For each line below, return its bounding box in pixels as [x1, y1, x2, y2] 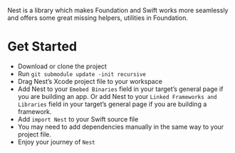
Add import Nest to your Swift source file [17, 115, 139, 123]
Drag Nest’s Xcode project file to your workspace [17, 77, 162, 85]
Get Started [7, 38, 77, 55]
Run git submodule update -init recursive [17, 69, 147, 78]
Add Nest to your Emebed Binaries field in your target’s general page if [17, 85, 224, 93]
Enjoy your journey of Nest [17, 137, 95, 146]
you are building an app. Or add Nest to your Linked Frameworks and [17, 92, 217, 100]
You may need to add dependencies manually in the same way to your [17, 122, 224, 131]
